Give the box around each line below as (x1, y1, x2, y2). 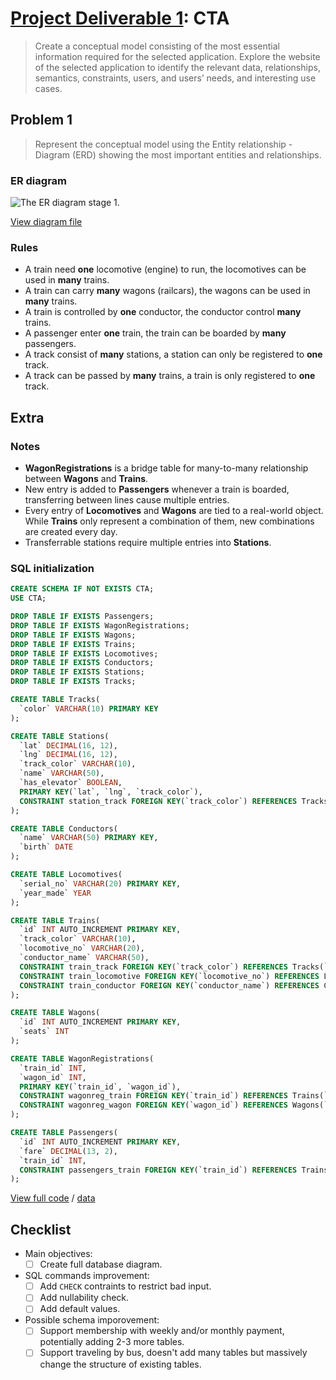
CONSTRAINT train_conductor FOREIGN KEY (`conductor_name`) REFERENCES (19, 980, 320, 991)
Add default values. (39, 1303, 121, 1315)
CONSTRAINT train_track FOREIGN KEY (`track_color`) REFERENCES (19, 962, 288, 972)
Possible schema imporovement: (24, 1314, 160, 1326)
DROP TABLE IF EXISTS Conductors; (10, 658, 155, 668)
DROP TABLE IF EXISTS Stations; (10, 667, 145, 677)
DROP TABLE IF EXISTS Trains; (10, 639, 137, 649)
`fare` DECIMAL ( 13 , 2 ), (19, 1146, 118, 1156)
